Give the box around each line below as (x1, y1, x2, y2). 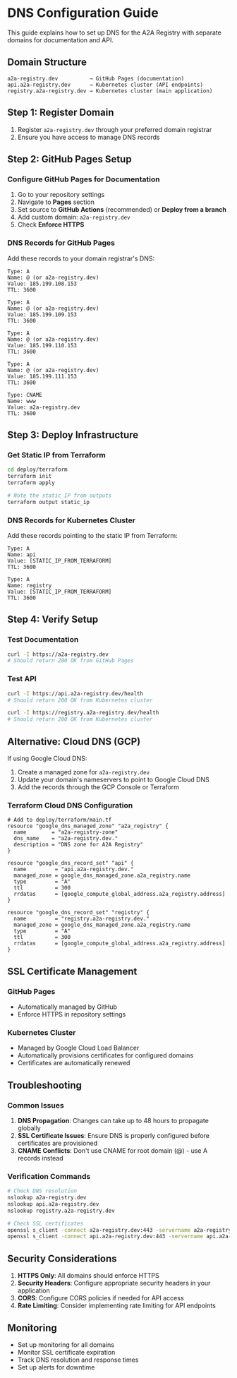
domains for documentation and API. (7, 35, 114, 44)
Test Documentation (7, 635, 79, 645)
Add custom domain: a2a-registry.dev (17, 213, 130, 222)
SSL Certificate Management (7, 965, 138, 977)
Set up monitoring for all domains (17, 1340, 115, 1349)
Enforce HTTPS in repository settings (17, 1009, 126, 1018)
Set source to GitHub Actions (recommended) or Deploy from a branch (17, 205, 227, 214)
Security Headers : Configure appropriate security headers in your (17, 1279, 211, 1288)
